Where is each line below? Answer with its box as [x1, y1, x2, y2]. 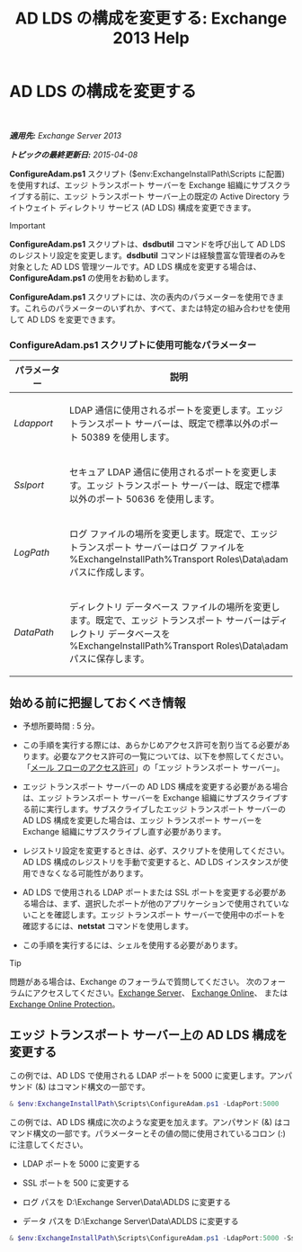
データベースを [107, 628, 171, 640]
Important [9, 219, 46, 230]
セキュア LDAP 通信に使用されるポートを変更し [68, 466, 269, 478]
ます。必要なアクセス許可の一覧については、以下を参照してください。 [30, 751, 289, 762]
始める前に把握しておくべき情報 [9, 694, 186, 711]
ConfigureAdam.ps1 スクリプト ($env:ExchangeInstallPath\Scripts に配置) [9, 168, 286, 179]
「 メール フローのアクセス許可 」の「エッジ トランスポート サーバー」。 [22, 762, 285, 774]
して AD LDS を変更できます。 [9, 314, 120, 325]
